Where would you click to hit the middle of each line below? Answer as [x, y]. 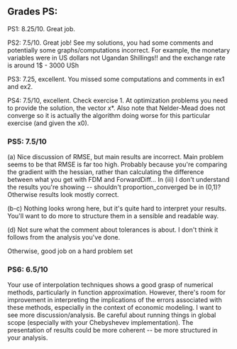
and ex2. [20, 86]
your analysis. [28, 338]
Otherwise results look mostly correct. [63, 195]
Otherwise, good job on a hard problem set [70, 251]
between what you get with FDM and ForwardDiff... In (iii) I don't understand [118, 180]
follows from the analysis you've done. [64, 237]
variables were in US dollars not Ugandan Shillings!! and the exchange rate [116, 58]
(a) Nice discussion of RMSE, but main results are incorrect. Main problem [116, 157]
